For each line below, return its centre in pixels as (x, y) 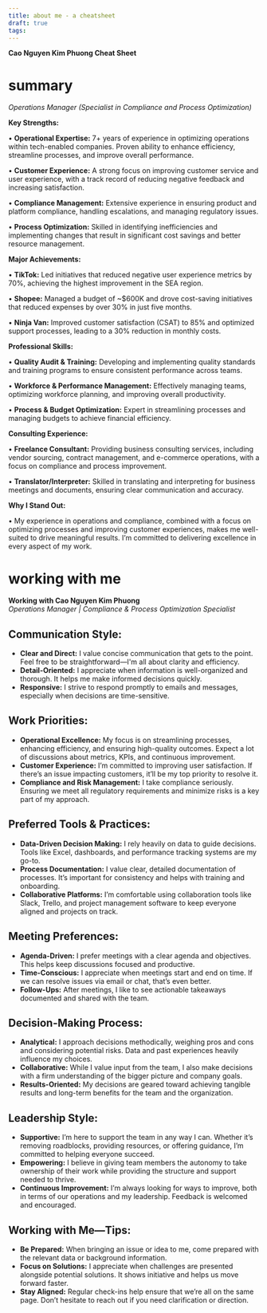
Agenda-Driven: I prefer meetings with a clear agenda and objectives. (135, 955)
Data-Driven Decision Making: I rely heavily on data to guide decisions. (138, 843)
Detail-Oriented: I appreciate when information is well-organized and (134, 670)
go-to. (30, 860)
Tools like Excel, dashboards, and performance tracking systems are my (138, 852)
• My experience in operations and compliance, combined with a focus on (130, 521)
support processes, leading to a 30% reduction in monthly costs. (115, 331)
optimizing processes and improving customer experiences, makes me (124, 529)
